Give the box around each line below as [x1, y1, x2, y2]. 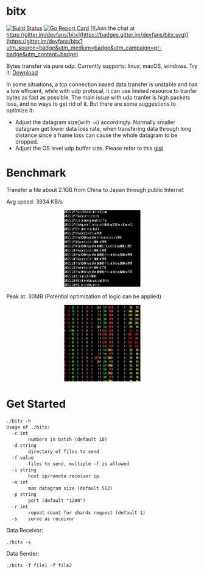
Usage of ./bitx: [6, 424, 51, 430]
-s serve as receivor [12, 515, 75, 522]
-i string [12, 466, 37, 473]
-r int [12, 503, 29, 510]
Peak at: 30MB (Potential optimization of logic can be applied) [6, 292, 162, 300]
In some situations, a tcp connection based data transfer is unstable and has [6, 81, 198, 88]
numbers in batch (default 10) [28, 436, 108, 443]
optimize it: [6, 106, 35, 114]
